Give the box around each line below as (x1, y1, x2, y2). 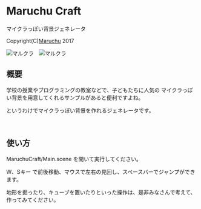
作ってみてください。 (6, 196, 59, 204)
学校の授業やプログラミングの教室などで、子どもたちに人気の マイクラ (6, 86, 183, 93)
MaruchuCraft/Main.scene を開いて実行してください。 (6, 155, 142, 162)
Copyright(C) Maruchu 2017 (6, 37, 74, 44)
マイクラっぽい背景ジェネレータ (6, 25, 86, 32)
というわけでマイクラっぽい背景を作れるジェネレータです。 (6, 107, 154, 114)
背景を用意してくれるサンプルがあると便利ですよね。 (11, 94, 144, 101)
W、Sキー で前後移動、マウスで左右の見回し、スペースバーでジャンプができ (6, 168, 196, 175)
